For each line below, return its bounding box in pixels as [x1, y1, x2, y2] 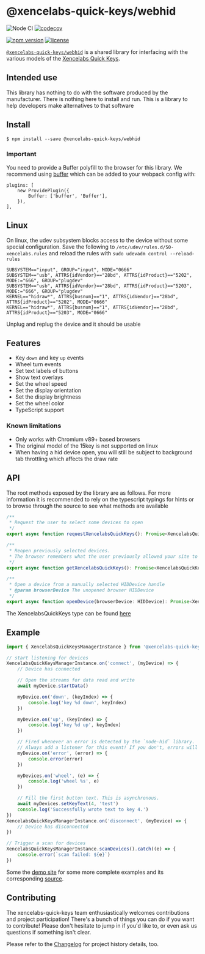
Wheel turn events [15, 361, 62, 368]
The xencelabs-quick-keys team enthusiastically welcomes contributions [6, 909, 190, 916]
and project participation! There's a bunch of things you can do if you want [6, 915, 195, 923]
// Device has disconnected [17, 824, 88, 830]
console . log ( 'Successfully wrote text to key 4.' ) [17, 806, 149, 813]
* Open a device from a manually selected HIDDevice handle [9, 582, 165, 588]
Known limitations [6, 421, 62, 430]
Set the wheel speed [15, 380, 67, 388]
